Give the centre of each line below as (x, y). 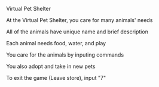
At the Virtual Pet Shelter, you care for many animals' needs (79, 20)
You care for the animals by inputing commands (65, 55)
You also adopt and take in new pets (51, 66)
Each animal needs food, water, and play (56, 43)
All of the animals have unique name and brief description (77, 32)
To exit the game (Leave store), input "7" (56, 78)
